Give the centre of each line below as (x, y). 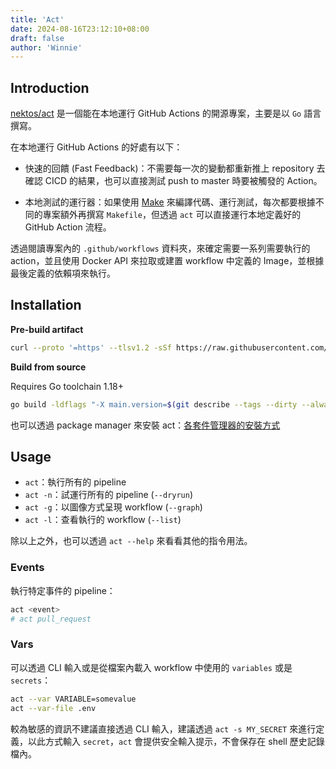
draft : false (37, 38)
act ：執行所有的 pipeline (75, 482)
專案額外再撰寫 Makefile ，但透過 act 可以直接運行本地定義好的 (172, 215)
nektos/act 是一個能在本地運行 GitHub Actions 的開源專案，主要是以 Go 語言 (166, 113)
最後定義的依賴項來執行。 (63, 273)
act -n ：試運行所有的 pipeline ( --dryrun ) (109, 495)
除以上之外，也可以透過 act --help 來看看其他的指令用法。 (131, 541)
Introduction (50, 87)
